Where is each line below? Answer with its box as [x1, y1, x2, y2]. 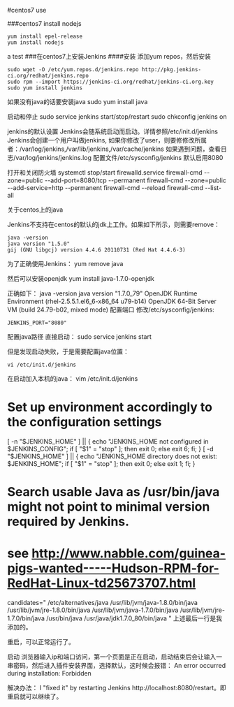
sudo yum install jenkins [7, 85, 82, 92]
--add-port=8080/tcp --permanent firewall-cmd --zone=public [44, 176, 227, 184]
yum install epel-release [7, 33, 82, 40]
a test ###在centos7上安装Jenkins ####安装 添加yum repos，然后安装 [7, 52, 211, 60]
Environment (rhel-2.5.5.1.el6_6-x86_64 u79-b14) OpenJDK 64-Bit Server [7, 297, 217, 305]
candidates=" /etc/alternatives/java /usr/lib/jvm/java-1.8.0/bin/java [7, 599, 198, 607]
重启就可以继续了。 [7, 692, 63, 701]
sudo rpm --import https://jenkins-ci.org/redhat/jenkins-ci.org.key [7, 78, 214, 85]
